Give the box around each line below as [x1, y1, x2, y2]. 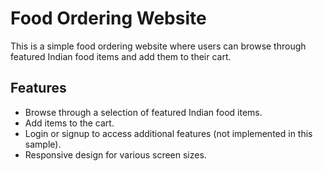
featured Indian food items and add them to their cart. [10, 50, 232, 62]
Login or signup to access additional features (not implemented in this [24, 127, 313, 139]
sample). [24, 138, 62, 150]
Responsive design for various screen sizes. [24, 148, 207, 161]
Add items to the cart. [24, 117, 115, 129]
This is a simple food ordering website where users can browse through [10, 40, 307, 52]
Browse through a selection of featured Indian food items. [24, 106, 263, 118]
